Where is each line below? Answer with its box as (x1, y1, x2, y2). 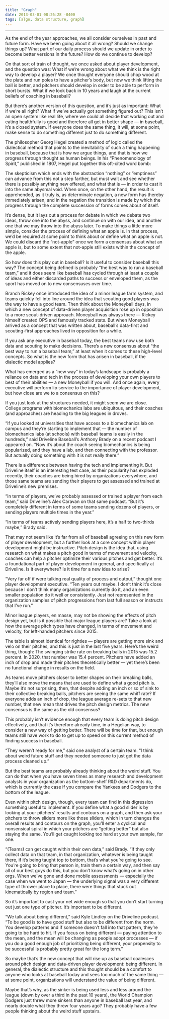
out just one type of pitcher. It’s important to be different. (5, 904, 123, 910)
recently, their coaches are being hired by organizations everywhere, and (5, 473, 157, 479)
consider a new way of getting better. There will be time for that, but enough (5, 727, 163, 733)
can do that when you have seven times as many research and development (5, 773, 163, 780)
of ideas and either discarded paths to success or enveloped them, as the (5, 275, 158, 282)
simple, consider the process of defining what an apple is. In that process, (5, 228, 159, 234)
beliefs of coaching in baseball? (5, 93, 71, 99)
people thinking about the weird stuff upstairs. (5, 1008, 101, 1014)
